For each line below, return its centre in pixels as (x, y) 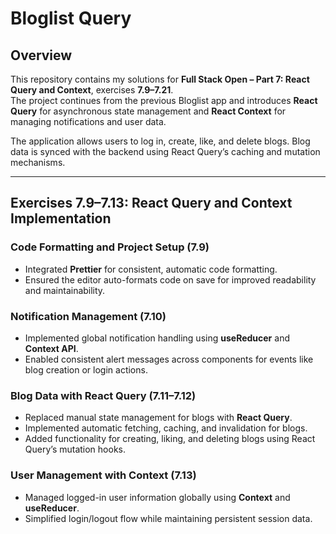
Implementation (61, 218)
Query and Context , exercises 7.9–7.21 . (92, 90)
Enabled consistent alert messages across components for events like (169, 359)
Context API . (51, 348)
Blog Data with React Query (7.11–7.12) (103, 395)
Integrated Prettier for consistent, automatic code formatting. (151, 269)
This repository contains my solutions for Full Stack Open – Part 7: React (160, 79)
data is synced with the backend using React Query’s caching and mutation (165, 151)
